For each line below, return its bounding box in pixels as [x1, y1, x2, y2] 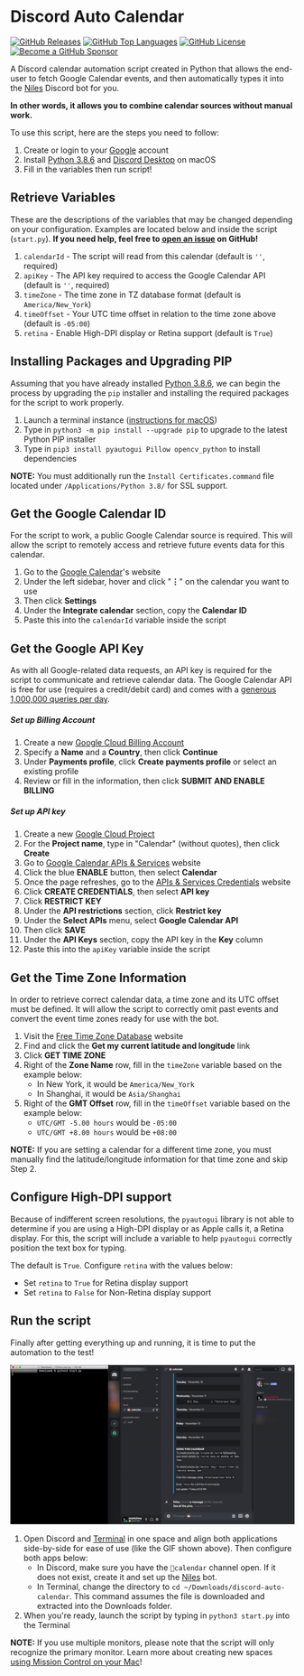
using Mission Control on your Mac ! [10, 1656, 143, 1667]
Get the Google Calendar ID [10, 506, 167, 521]
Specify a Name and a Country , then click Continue [23, 747, 218, 758]
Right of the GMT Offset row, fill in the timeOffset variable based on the [23, 1098, 291, 1109]
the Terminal [23, 1619, 70, 1630]
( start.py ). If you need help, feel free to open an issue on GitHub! [10, 233, 259, 244]
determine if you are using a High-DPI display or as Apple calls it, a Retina [10, 1222, 284, 1234]
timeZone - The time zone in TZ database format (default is [23, 289, 242, 300]
